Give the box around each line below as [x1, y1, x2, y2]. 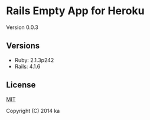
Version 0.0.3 [6, 24, 38, 31]
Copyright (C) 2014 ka [6, 107, 60, 114]
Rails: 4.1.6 [14, 63, 41, 70]
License [6, 80, 36, 90]
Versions [6, 41, 40, 51]
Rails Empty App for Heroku [6, 4, 145, 18]
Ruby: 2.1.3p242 [14, 56, 54, 63]
